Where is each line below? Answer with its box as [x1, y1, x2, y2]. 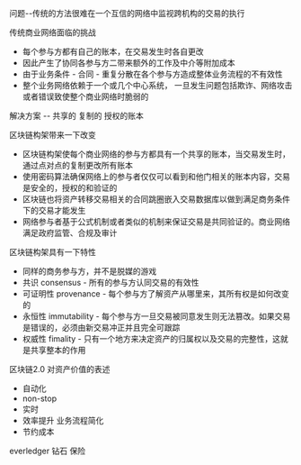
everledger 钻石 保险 [9, 445, 86, 456]
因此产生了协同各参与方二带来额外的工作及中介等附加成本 [22, 58, 235, 68]
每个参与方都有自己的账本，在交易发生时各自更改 [22, 46, 204, 57]
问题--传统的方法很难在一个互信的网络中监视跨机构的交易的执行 [9, 8, 245, 18]
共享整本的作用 [30, 345, 86, 355]
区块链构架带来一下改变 [9, 130, 96, 140]
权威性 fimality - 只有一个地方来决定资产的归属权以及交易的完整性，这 [22, 333, 281, 344]
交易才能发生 [38, 205, 86, 215]
